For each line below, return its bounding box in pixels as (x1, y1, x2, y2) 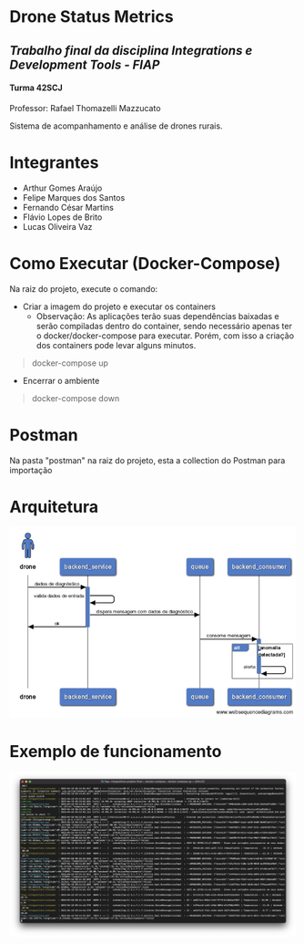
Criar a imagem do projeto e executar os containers (22, 301, 217, 312)
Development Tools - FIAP (9, 57, 160, 72)
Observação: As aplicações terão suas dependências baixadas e (35, 310, 279, 321)
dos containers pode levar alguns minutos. (35, 339, 197, 350)
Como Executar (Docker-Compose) (9, 253, 281, 274)
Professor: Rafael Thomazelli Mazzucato (9, 102, 161, 113)
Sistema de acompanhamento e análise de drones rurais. (9, 120, 223, 131)
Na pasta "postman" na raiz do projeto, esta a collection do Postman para (9, 454, 286, 466)
